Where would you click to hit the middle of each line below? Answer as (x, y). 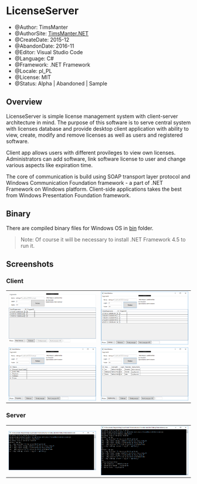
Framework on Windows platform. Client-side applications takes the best (94, 189)
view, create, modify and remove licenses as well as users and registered (94, 135)
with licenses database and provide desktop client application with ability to (98, 128)
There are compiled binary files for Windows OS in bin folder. (80, 228)
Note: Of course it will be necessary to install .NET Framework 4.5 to (103, 239)
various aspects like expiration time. (50, 165)
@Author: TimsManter (41, 27)
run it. (28, 246)
